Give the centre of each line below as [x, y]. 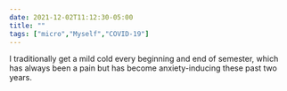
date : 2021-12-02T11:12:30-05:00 [71, 17]
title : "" [28, 26]
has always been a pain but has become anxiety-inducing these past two [143, 68]
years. [21, 78]
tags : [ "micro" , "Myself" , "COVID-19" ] [79, 34]
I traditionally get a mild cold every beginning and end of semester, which [144, 59]
